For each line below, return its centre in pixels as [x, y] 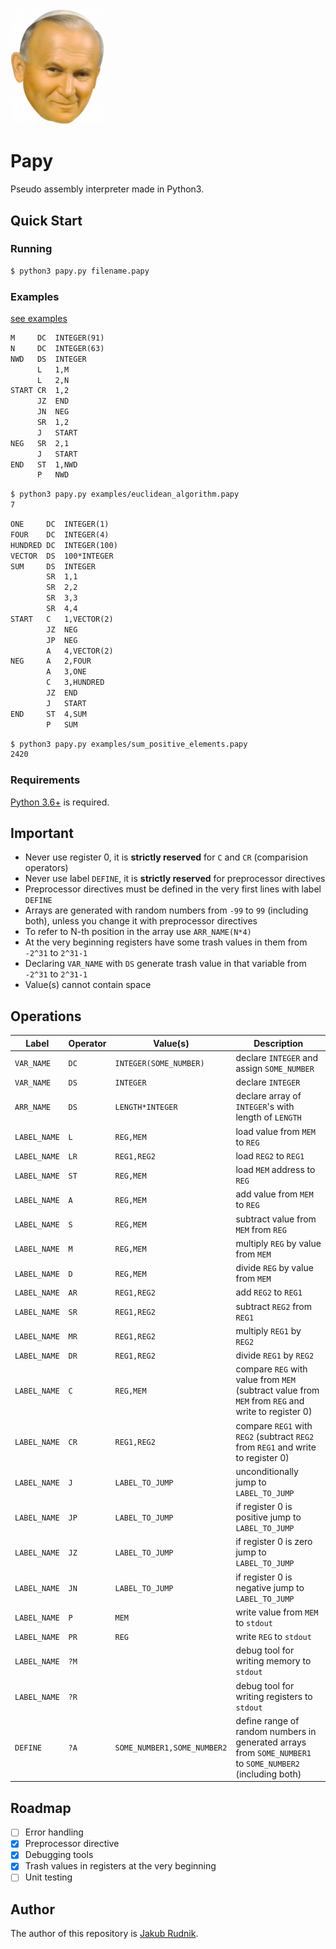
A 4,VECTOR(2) [80, 651]
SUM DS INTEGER [53, 566]
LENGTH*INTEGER [146, 1108]
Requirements [45, 780]
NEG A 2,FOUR [51, 661]
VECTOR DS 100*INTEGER [62, 556]
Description [278, 1043]
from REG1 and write [276, 1447]
